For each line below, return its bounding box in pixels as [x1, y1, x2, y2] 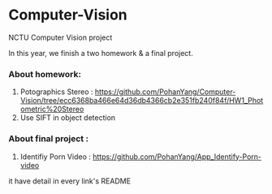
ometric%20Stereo [19, 104, 84, 114]
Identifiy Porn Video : [19, 152, 92, 162]
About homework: [8, 68, 81, 80]
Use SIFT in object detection [19, 113, 116, 123]
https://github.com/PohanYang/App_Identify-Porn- [92, 152, 262, 162]
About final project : [8, 133, 89, 144]
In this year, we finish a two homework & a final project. [8, 48, 193, 58]
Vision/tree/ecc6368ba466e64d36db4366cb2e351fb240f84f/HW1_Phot [19, 96, 264, 106]
